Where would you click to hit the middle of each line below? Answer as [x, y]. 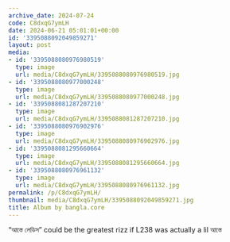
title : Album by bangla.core [57, 207]
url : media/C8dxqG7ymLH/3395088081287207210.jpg [97, 119]
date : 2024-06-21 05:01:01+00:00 [64, 30]
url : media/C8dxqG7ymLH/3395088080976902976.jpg [97, 141]
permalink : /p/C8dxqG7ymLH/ [55, 192]
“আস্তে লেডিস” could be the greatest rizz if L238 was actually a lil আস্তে [115, 230]
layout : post [30, 45]
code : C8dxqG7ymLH [39, 23]
